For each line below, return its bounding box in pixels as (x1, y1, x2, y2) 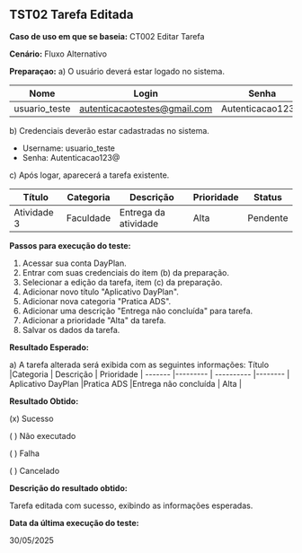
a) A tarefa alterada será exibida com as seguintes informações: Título (9, 359, 270, 370)
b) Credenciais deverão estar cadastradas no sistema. (9, 125, 209, 136)
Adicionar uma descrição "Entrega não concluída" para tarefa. (22, 305, 253, 316)
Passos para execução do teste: (9, 240, 131, 250)
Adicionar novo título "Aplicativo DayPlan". (22, 286, 180, 297)
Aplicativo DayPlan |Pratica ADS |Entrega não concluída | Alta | (9, 378, 243, 389)
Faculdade (66, 211, 111, 224)
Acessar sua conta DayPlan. (22, 258, 128, 268)
